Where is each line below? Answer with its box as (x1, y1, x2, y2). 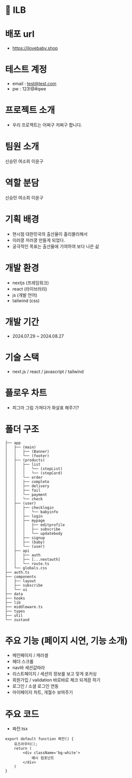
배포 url (5, 29, 35, 40)
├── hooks (5, 595, 26, 601)
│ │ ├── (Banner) (5, 449, 50, 454)
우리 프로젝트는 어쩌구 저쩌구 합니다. (12, 122, 82, 128)
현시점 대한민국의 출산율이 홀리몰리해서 (12, 231, 88, 237)
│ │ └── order (5, 475, 43, 480)
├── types (5, 609, 26, 614)
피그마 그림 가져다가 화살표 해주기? (12, 405, 79, 410)
